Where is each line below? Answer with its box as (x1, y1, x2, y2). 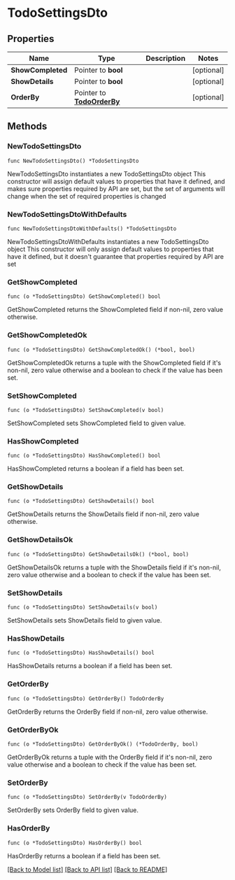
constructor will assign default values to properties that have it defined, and (7, 177, 225, 185)
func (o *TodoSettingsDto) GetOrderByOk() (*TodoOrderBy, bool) (7, 740, 199, 748)
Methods (7, 120, 48, 132)
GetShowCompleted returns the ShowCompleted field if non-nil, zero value (7, 306, 224, 314)
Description (145, 54, 186, 63)
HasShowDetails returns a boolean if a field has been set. (7, 662, 173, 670)
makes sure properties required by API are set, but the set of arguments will (7, 184, 225, 193)
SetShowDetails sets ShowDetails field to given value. (7, 616, 162, 625)
